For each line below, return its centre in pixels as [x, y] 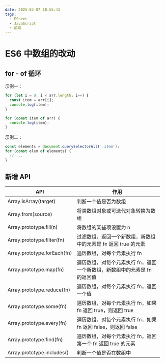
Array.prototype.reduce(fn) [39, 290]
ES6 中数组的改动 [40, 54]
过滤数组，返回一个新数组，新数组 [116, 237]
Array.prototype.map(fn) [36, 270]
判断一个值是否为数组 [101, 201]
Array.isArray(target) [31, 201]
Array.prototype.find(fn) [35, 339]
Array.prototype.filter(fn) [36, 240]
